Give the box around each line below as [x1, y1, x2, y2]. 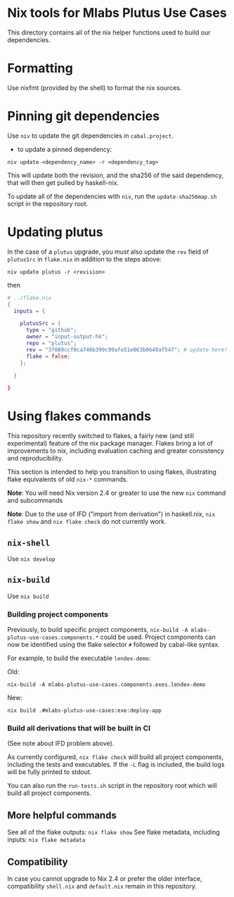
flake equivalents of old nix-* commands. [7, 475, 129, 484]
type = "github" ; [25, 327, 77, 334]
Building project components [7, 609, 109, 619]
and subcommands [7, 496, 63, 505]
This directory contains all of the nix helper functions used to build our [7, 28, 211, 37]
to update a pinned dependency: [17, 145, 112, 153]
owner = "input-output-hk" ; [25, 333, 109, 340]
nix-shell [7, 538, 51, 548]
